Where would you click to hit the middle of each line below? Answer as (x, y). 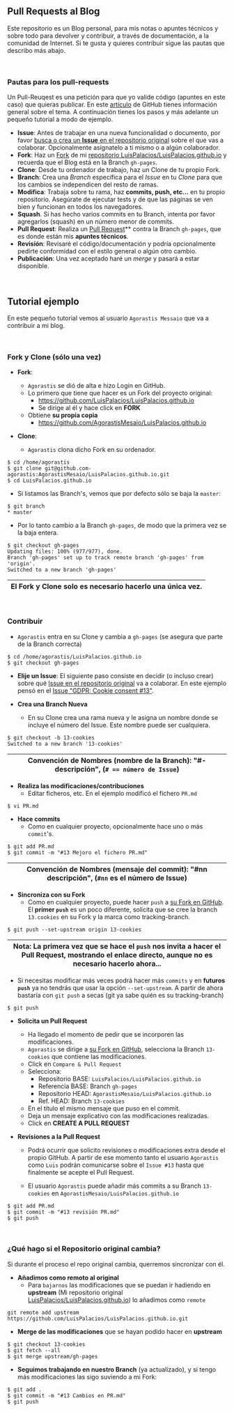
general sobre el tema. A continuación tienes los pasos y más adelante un (113, 112)
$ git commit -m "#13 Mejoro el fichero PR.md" (78, 852)
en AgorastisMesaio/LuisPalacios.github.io (115, 1193)
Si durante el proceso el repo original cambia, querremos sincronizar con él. (116, 1264)
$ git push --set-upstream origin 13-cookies (74, 929)
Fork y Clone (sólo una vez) (54, 356)
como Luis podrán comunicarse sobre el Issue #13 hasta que (116, 1165)
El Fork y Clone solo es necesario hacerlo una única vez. (107, 586)
